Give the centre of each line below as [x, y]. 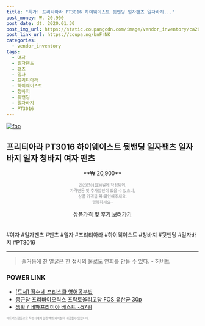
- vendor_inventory [37, 46]
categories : [21, 40]
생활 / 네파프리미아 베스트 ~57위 [54, 307]
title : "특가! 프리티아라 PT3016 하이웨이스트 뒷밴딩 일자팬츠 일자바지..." [91, 12]
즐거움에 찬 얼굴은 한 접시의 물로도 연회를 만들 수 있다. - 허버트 [95, 261]
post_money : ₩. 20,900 [35, 18]
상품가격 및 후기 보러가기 [103, 214]
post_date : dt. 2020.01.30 [41, 23]
